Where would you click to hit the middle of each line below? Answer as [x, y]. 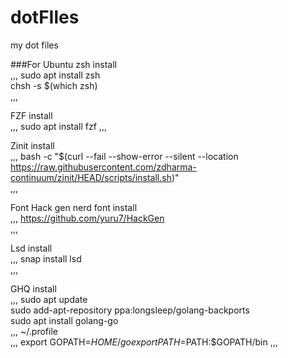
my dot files [34, 45]
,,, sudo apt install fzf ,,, [58, 126]
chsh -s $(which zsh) [54, 85]
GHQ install [33, 288]
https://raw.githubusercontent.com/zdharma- [103, 167]
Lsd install [31, 248]
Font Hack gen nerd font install [74, 207]
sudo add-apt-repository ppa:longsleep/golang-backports [130, 310]
